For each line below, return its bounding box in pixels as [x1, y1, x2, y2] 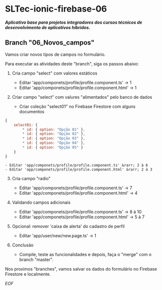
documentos [19, 108, 44, 114]
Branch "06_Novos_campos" [5, 39, 95, 47]
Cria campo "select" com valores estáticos [12, 70, 98, 76]
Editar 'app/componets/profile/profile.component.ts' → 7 [19, 185, 133, 191]
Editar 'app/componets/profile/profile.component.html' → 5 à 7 [19, 214, 145, 220]
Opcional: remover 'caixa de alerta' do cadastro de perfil [12, 223, 125, 229]
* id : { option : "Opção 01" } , [22, 127, 86, 132]
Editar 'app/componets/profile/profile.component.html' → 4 [19, 190, 138, 196]
